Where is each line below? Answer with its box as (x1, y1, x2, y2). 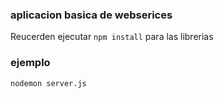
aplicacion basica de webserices (10, 8, 173, 22)
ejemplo (10, 56, 51, 70)
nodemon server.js (10, 78, 87, 88)
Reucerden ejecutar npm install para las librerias (10, 31, 214, 43)
